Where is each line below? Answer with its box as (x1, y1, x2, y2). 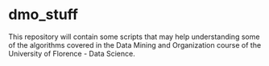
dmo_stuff (8, 6, 79, 24)
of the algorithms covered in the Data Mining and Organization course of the (8, 40, 262, 49)
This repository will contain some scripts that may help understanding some (8, 32, 260, 41)
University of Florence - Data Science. (8, 49, 135, 58)
